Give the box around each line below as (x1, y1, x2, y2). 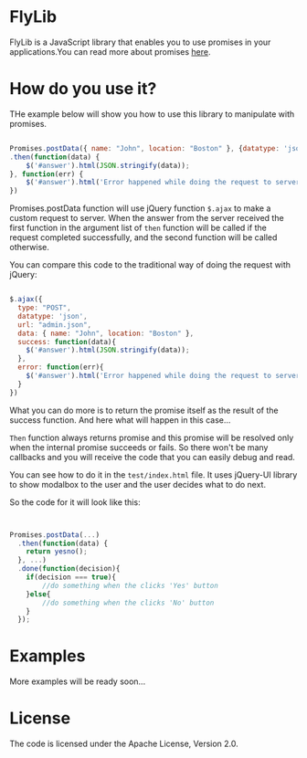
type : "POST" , (17, 303, 71, 312)
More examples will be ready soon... (9, 676, 146, 687)
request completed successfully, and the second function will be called (9, 232, 278, 243)
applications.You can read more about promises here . (9, 46, 211, 57)
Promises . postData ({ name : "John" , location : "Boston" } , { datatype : (9, 143, 281, 153)
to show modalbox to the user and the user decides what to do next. (9, 479, 267, 490)
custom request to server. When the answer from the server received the (9, 213, 285, 224)
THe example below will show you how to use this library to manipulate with (9, 108, 295, 120)
